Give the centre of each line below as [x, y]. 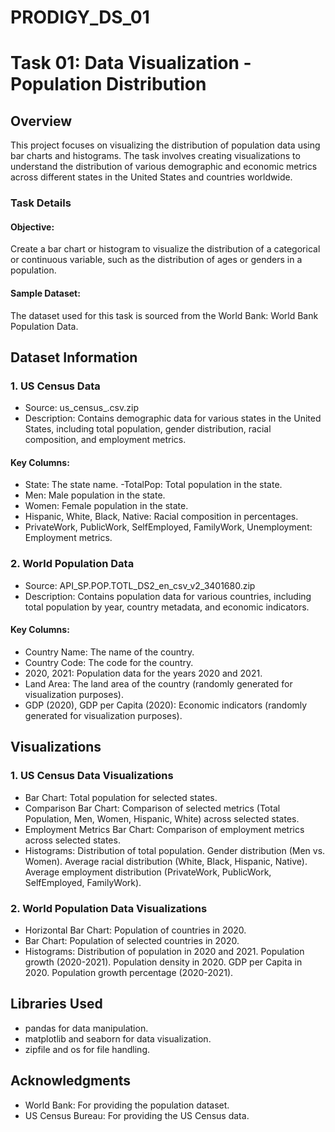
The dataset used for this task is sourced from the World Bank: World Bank [164, 315]
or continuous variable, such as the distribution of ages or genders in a [156, 260]
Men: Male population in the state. [95, 495]
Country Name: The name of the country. [109, 652]
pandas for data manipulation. [86, 1028]
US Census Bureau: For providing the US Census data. [137, 1115]
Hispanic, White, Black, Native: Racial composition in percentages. [161, 517]
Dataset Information [74, 357]
